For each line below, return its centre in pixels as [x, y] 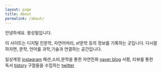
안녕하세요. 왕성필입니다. [28, 33]
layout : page [18, 9]
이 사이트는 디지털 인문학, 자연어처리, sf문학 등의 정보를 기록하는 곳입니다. [75, 43]
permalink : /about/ [25, 18]
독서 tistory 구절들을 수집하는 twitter [40, 65]
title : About [18, 14]
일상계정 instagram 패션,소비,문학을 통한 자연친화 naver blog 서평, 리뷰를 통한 [79, 59]
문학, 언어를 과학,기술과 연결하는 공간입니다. [61, 49]
